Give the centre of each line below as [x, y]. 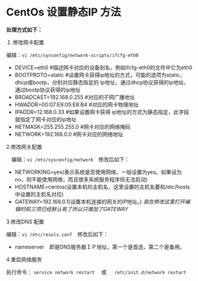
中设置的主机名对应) [39, 194]
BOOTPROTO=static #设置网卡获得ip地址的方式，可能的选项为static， [100, 75]
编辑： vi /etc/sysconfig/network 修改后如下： [70, 159]
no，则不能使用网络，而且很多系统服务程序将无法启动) [81, 179]
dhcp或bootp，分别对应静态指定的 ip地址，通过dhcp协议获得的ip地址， [102, 82]
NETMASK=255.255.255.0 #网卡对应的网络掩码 [72, 127]
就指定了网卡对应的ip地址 [46, 119]
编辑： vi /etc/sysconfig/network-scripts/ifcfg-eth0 [72, 55]
